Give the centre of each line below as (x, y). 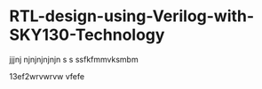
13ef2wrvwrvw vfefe (47, 76)
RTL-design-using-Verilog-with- (132, 16)
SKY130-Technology (87, 35)
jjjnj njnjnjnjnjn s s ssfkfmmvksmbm (74, 59)
